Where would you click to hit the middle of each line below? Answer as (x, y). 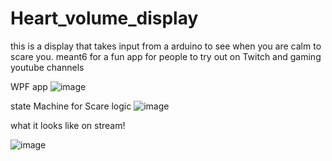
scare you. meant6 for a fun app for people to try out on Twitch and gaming (166, 56)
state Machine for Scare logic (71, 106)
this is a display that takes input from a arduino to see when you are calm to (166, 46)
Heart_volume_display (104, 18)
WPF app (29, 86)
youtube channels (47, 67)
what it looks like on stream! (68, 125)
